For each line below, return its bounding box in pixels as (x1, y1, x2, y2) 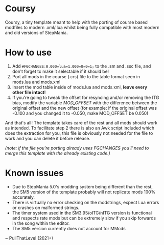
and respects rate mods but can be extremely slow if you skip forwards (12, 215, 156, 221)
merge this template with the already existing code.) (5, 150, 111, 156)
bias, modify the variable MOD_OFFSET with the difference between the (12, 99, 158, 106)
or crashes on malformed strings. (12, 205, 80, 211)
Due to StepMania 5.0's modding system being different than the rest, (12, 184, 153, 189)
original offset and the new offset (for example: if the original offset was (12, 105, 157, 111)
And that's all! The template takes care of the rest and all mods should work (5, 120, 158, 125)
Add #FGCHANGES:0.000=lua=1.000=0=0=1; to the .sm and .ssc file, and (12, 63, 151, 69)
